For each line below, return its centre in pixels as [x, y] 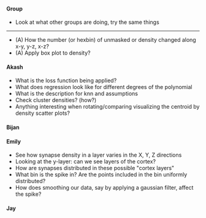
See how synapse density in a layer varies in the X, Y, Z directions [98, 155]
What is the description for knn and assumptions [76, 94]
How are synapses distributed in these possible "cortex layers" [95, 168]
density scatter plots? [43, 113]
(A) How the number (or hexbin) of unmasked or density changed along [105, 40]
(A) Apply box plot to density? [53, 53]
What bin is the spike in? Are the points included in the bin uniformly [101, 174]
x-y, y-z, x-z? [32, 47]
